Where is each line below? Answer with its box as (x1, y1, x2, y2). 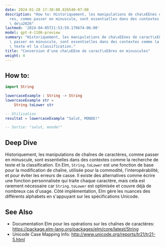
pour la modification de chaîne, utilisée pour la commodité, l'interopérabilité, (5, 167, 159, 173)
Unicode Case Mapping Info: (12, 231, 70, 237)
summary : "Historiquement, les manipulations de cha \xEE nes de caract (5, 35, 153, 40)
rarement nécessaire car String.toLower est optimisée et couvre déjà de (5, 183, 152, 189)
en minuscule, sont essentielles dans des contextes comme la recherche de (5, 157, 159, 163)
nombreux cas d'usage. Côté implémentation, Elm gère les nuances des (5, 188, 151, 194)
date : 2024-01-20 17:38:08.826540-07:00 (5, 7, 89, 12)
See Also (5, 208, 33, 216)
